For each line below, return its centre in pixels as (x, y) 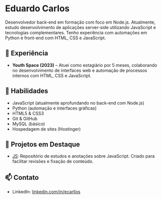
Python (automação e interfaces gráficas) (54, 108)
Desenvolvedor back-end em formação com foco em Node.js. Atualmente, (80, 22)
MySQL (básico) (28, 124)
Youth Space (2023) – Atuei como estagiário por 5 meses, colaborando (85, 65)
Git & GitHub (25, 118)
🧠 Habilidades (27, 91)
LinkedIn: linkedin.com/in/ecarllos (46, 192)
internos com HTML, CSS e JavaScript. (52, 75)
